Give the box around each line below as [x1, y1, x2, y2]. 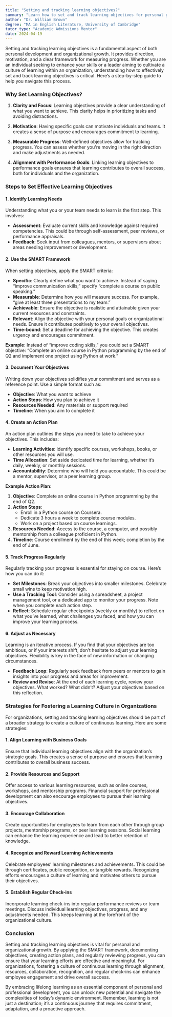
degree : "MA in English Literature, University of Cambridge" [5, 22, 141, 27]
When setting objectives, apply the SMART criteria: [5, 267, 113, 274]
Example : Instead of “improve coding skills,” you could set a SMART [5, 342, 149, 348]
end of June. [12, 542, 40, 548]
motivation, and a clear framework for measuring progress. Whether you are [5, 56, 166, 62]
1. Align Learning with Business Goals [5, 737, 87, 743]
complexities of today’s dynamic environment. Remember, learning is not [5, 995, 159, 1001]
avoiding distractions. [12, 113, 58, 119]
